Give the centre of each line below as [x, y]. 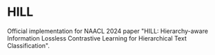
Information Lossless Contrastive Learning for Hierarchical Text [97, 38]
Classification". [29, 45]
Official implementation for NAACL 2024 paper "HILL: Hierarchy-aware [108, 31]
